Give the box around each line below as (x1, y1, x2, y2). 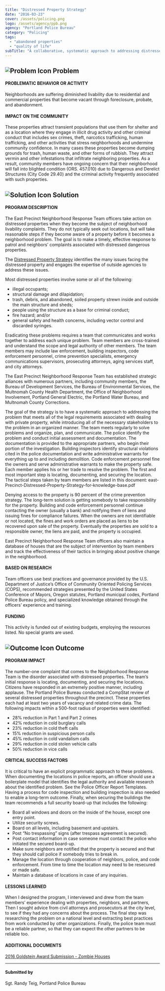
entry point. (12, 815, 36, 820)
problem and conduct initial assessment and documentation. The (5, 435, 137, 441)
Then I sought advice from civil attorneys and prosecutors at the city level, (5, 905, 156, 911)
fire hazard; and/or (12, 312, 51, 318)
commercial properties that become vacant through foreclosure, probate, (5, 97, 153, 103)
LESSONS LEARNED (5, 883, 47, 889)
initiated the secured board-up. (12, 841, 76, 847)
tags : (5, 35, 16, 40)
